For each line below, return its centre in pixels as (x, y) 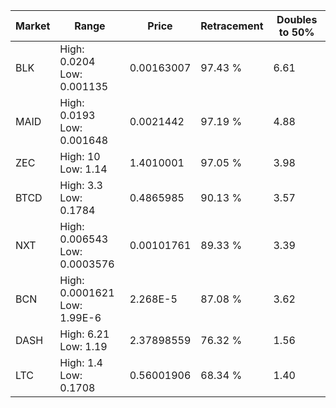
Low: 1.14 (83, 169)
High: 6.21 (84, 334)
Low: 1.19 (83, 346)
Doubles (297, 19)
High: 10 (80, 156)
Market (33, 26)
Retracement (232, 26)
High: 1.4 (81, 362)
